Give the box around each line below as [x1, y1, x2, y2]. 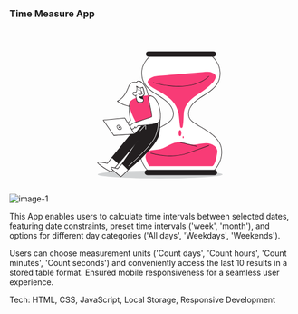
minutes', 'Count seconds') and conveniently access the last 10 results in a [9, 258, 288, 269]
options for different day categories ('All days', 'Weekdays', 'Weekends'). [9, 231, 281, 241]
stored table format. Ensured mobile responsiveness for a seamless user [9, 267, 280, 279]
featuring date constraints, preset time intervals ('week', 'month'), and [9, 221, 270, 231]
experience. [9, 277, 54, 288]
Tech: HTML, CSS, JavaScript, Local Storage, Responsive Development [9, 294, 276, 306]
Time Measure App [9, 7, 95, 20]
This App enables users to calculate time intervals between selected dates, [9, 211, 290, 222]
